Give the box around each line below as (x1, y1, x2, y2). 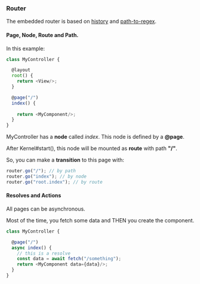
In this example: (6, 45, 45, 52)
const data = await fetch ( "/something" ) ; (17, 256, 121, 262)
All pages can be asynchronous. (6, 205, 85, 212)
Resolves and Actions (6, 192, 61, 199)
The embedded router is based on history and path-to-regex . (6, 18, 157, 25)
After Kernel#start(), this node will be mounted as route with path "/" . (6, 145, 178, 152)
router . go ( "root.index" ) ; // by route (6, 179, 103, 185)
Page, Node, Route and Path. (6, 31, 79, 38)
